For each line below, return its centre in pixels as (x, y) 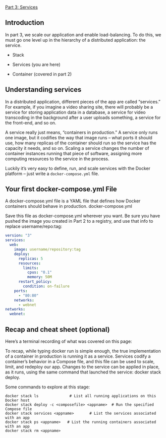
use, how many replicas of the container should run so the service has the (81, 143)
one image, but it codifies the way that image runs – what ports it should (79, 137)
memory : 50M (39, 277)
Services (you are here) (36, 64)
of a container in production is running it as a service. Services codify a (78, 356)
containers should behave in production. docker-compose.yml (69, 206)
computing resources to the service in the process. (57, 159)
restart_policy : (35, 282)
